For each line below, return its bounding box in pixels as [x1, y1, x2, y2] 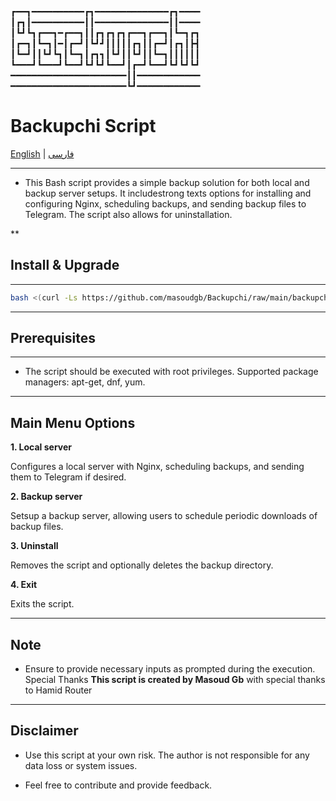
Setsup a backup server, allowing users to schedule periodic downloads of [10, 510, 318, 522]
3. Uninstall [10, 540, 59, 552]
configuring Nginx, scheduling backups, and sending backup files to [24, 197, 307, 210]
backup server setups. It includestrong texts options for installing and [24, 187, 312, 199]
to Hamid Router [24, 684, 93, 696]
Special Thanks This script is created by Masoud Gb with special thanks [24, 674, 326, 686]
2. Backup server [10, 491, 83, 503]
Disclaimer [10, 722, 79, 740]
